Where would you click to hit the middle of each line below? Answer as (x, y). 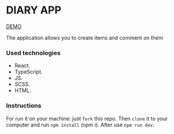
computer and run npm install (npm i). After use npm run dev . (80, 125)
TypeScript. (28, 72)
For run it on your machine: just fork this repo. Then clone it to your (87, 118)
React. (22, 66)
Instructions (24, 106)
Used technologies (33, 53)
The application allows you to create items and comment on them (85, 37)
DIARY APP (34, 10)
